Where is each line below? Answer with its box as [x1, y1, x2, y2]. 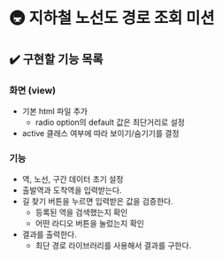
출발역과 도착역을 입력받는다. [21, 185, 122, 195]
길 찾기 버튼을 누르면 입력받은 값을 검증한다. [21, 196, 174, 207]
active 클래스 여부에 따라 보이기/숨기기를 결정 [21, 127, 180, 138]
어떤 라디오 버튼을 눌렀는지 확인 [35, 218, 144, 229]
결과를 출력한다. [21, 229, 77, 240]
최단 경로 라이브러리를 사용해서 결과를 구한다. [35, 240, 192, 251]
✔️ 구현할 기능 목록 [9, 51, 104, 66]
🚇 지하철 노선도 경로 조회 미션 [9, 8, 215, 28]
